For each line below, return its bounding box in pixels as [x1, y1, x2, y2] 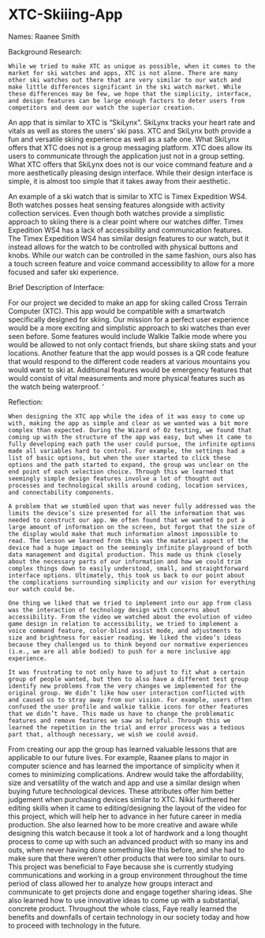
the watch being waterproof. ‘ [8, 382, 104, 391]
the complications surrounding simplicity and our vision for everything [8, 578, 256, 586]
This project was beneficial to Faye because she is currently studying [8, 861, 234, 871]
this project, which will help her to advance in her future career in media [8, 812, 242, 821]
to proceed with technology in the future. [8, 921, 142, 930]
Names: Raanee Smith [8, 32, 80, 41]
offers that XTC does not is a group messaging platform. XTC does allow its [8, 142, 252, 152]
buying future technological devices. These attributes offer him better [8, 786, 235, 796]
